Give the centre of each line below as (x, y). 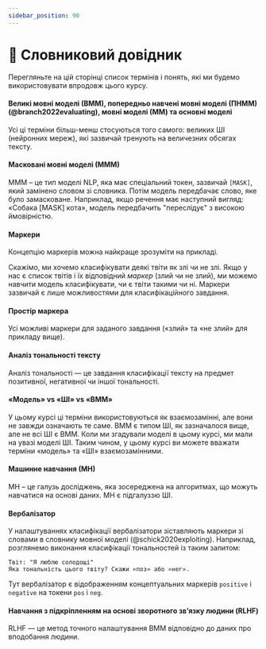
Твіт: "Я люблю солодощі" (51, 562)
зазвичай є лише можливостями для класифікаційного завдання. (119, 293)
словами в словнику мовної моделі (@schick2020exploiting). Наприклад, (132, 539)
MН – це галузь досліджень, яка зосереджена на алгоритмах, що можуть (133, 486)
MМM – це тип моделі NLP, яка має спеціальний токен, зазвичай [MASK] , (130, 182)
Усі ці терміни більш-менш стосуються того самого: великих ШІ (117, 129)
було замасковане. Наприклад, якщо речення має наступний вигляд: (126, 199)
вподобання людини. (44, 637)
